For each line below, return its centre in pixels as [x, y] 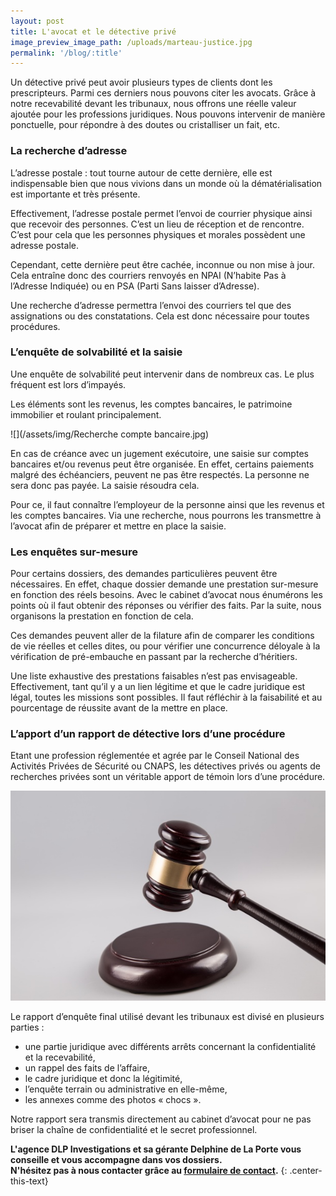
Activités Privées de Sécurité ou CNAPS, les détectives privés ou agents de [165, 766]
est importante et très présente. [75, 194]
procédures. [35, 326]
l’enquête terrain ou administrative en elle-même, [126, 1089]
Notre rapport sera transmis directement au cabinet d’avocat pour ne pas [161, 1119]
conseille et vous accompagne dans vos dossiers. [116, 1160]
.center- [306, 1171]
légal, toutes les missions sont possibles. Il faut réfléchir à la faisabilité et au [166, 697]
